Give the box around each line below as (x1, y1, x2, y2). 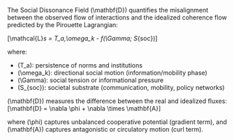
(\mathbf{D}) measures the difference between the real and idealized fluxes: (7, 97, 227, 105)
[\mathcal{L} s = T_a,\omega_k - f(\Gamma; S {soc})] (7, 34, 158, 42)
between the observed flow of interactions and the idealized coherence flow (7, 13, 227, 22)
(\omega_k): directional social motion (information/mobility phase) (17, 69, 207, 77)
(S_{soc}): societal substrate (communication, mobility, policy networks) (17, 84, 225, 91)
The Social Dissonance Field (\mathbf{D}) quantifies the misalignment (7, 6, 209, 14)
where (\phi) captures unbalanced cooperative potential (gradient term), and (7, 118, 227, 126)
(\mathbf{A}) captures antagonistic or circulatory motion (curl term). (7, 125, 204, 133)
